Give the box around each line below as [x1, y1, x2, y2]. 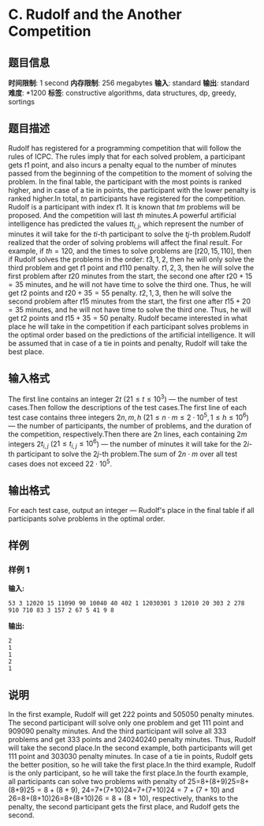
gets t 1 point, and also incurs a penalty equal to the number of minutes [8, 160, 237, 169]
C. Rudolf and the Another [8, 6, 183, 24]
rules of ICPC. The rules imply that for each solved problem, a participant [8, 152, 246, 161]
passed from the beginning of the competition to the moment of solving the [8, 168, 253, 178]
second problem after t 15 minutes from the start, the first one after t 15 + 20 [8, 296, 251, 306]
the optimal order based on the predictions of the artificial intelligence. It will [8, 330, 256, 339]
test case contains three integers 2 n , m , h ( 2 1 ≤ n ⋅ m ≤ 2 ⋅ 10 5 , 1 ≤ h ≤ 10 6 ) [8, 411, 250, 422]
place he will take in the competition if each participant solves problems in [8, 322, 249, 331]
